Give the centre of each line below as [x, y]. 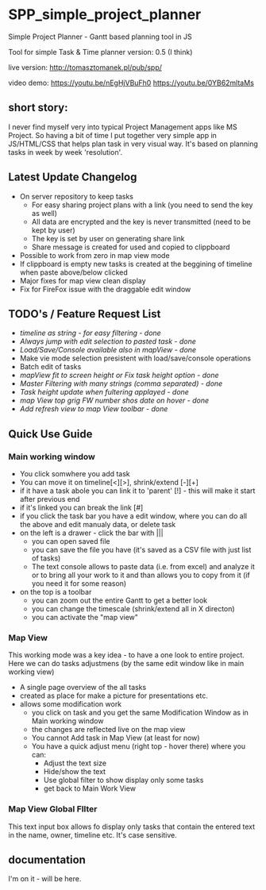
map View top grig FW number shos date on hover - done [114, 401]
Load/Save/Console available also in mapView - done [108, 350]
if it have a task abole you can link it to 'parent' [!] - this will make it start [137, 491]
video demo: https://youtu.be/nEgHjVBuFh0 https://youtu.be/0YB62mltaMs [131, 83]
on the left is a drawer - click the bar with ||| [92, 533]
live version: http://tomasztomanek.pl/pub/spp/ [85, 67]
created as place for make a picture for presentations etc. [114, 695]
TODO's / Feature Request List [85, 314]
